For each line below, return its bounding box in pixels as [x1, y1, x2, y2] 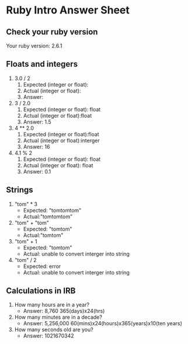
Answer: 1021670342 [23, 332, 74, 339]
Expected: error [23, 263, 61, 270]
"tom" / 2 [14, 256, 37, 263]
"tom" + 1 [14, 238, 37, 245]
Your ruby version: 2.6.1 [6, 42, 62, 49]
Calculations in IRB [6, 286, 76, 296]
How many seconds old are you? [14, 326, 93, 333]
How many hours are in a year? [14, 301, 89, 308]
